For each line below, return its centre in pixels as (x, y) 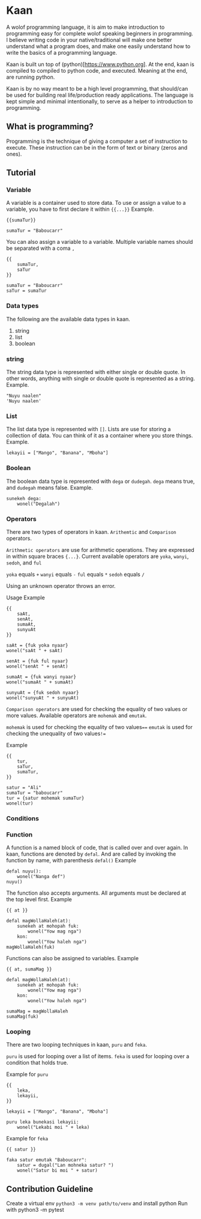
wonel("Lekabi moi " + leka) (53, 1127)
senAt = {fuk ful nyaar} (37, 661)
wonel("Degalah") (39, 504)
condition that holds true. (37, 1063)
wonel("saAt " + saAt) (34, 650)
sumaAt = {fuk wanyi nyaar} (41, 677)
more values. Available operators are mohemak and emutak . (76, 715)
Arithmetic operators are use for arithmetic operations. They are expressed (100, 549)
